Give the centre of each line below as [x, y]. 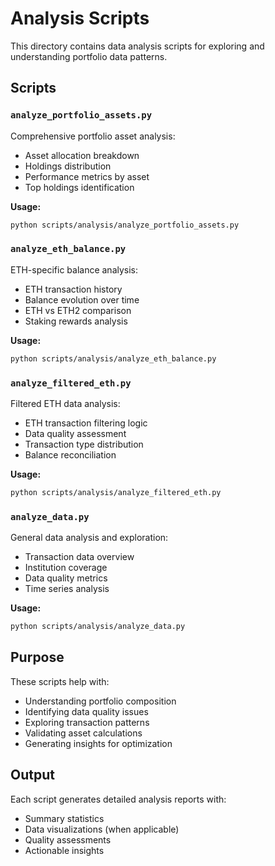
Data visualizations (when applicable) [102, 829]
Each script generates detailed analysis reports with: [118, 799]
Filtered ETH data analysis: [65, 403]
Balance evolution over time [82, 299]
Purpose [37, 657]
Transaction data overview [79, 557]
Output [32, 775]
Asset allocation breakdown [82, 155]
